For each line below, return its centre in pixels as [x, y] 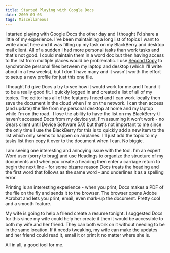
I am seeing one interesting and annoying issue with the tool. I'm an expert [83, 151]
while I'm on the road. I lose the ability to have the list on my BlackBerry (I [83, 114]
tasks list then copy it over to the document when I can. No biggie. [75, 141]
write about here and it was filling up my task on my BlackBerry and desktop [85, 45]
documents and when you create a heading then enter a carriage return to [83, 162]
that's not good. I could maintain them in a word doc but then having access [85, 55]
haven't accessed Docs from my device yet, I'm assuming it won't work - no [85, 119]
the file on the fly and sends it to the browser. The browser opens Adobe [81, 193]
